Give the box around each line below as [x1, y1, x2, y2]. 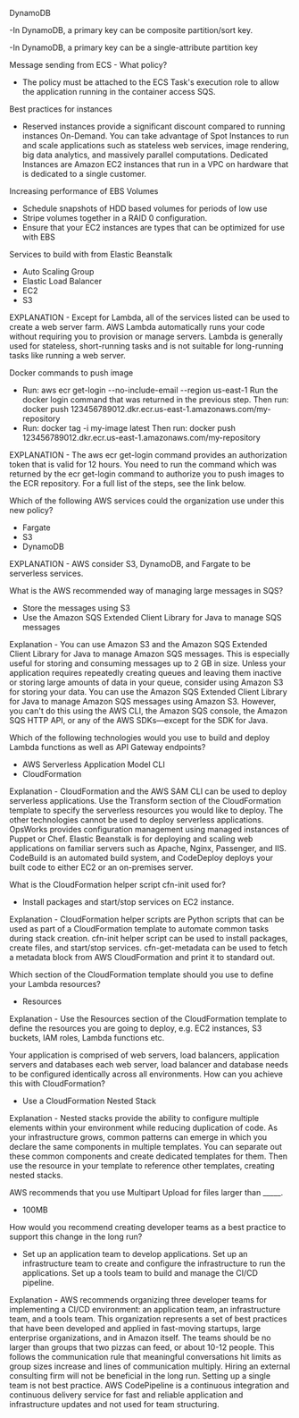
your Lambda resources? [9, 979, 101, 989]
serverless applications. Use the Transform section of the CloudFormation [9, 796, 281, 806]
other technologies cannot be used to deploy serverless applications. [9, 815, 264, 825]
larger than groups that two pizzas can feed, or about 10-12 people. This [9, 1342, 275, 1353]
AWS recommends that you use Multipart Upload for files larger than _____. [9, 1187, 284, 1197]
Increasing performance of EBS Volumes [9, 186, 159, 196]
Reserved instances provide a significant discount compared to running [21, 121, 286, 131]
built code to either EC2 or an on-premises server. [9, 862, 194, 873]
